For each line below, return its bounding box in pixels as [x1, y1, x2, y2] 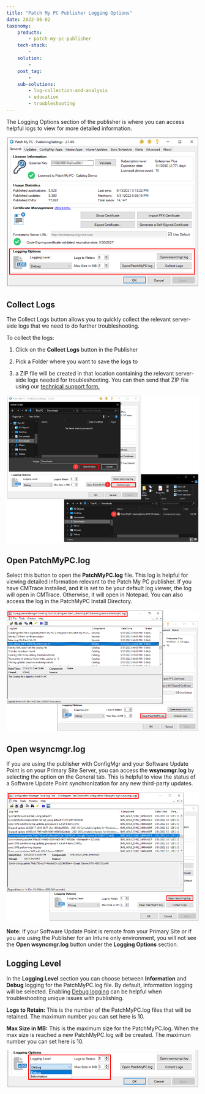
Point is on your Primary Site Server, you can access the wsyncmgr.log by [6, 767, 195, 774]
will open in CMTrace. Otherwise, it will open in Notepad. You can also [6, 591, 184, 598]
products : [17, 29, 43, 36]
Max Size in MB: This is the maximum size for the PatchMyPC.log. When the [6, 1025, 199, 1032]
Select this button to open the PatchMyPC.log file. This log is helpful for [6, 571, 188, 579]
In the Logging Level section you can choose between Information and [6, 974, 187, 982]
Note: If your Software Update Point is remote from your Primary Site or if [6, 927, 192, 935]
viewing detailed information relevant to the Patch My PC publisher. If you [6, 577, 192, 585]
